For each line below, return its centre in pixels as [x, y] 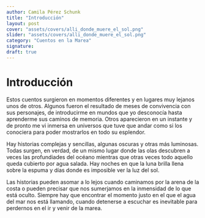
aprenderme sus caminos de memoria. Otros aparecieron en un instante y [99, 119]
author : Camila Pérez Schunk [43, 12]
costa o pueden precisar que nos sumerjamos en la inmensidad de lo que [99, 189]
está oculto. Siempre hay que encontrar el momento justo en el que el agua [101, 195]
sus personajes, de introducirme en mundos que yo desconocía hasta [94, 112]
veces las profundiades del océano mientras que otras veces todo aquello [100, 157]
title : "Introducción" [35, 18]
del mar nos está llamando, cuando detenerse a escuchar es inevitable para [102, 201]
